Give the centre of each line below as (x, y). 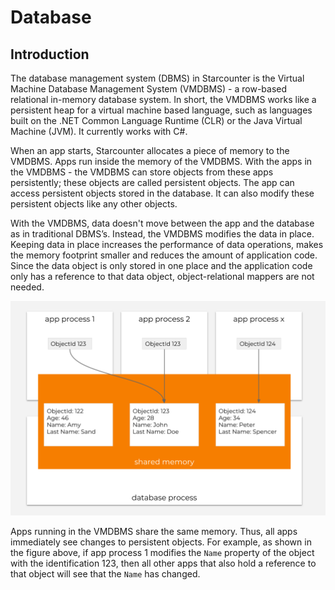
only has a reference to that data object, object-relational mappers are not (162, 276)
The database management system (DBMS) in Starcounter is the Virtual (157, 78)
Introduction (50, 54)
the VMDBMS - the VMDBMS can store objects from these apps (142, 172)
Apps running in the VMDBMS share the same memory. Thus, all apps (154, 531)
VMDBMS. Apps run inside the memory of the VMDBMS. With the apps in (161, 161)
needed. (27, 287)
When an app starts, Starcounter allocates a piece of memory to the (150, 150)
